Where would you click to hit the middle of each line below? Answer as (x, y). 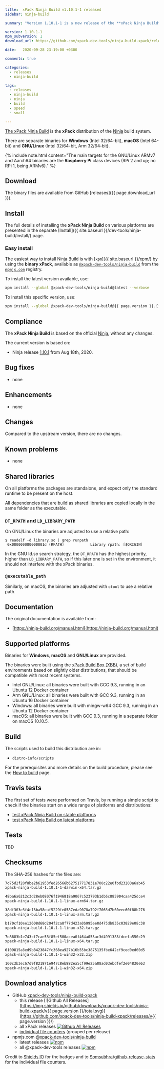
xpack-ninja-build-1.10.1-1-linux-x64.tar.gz (52, 941)
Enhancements (29, 395)
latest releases (34, 1042)
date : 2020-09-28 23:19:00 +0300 (41, 50)
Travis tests (23, 788)
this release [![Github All (44, 1000)
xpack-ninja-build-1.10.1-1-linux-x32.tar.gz (52, 928)
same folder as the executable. (36, 508)
